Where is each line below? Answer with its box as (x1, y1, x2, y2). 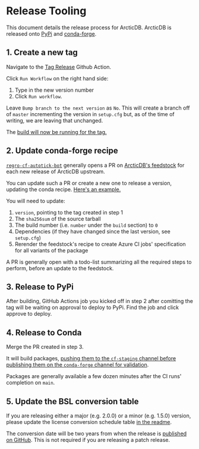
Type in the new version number (14, 86, 94, 93)
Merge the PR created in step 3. (6, 344, 84, 351)
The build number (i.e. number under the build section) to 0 (14, 222, 159, 229)
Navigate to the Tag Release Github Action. (6, 63, 112, 70)
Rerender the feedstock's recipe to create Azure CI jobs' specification (14, 240, 186, 248)
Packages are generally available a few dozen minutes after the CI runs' (6, 373, 182, 380)
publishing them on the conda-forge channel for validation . (6, 361, 149, 369)
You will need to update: (6, 197, 65, 204)
